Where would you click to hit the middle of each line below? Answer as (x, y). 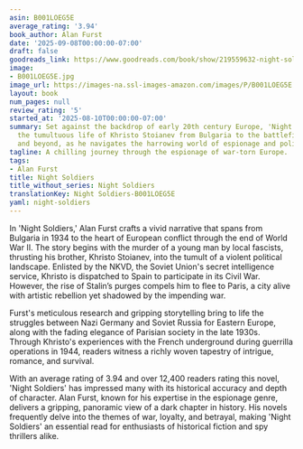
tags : (19, 160)
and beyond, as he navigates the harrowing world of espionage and (147, 144)
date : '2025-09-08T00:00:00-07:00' (76, 43)
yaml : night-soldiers (50, 203)
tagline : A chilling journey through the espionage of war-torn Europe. (149, 152)
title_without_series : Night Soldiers (82, 186)
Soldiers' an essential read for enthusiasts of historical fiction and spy (139, 426)
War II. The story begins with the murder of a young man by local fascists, (147, 247)
